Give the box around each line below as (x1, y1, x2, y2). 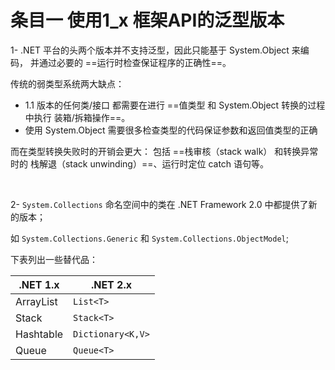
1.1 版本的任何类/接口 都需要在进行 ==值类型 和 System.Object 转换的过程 (24, 99, 326, 111)
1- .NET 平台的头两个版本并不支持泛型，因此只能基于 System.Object (10, 44, 290, 56)
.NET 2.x (90, 277, 133, 291)
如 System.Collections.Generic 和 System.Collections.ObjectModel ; (10, 232, 289, 244)
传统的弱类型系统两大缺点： (10, 77, 125, 90)
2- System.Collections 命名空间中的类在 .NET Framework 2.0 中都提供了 (10, 198, 309, 210)
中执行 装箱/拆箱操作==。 (24, 111, 131, 123)
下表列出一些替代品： (10, 253, 98, 265)
